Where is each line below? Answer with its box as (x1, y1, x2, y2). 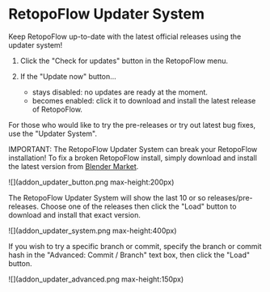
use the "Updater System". (8, 129, 97, 138)
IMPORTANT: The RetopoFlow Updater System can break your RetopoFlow (8, 144, 258, 154)
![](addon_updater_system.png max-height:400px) (8, 226, 177, 235)
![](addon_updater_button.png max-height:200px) (8, 177, 175, 187)
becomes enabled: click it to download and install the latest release (32, 95, 256, 105)
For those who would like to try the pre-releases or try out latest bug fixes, (8, 120, 256, 129)
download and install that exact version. (8, 209, 141, 219)
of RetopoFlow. (32, 104, 83, 114)
